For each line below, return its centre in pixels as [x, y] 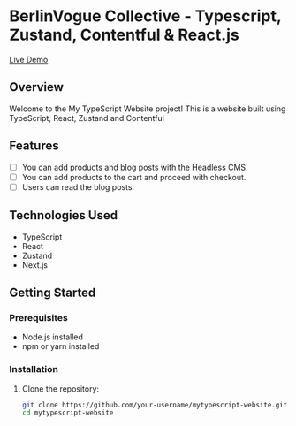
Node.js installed [53, 337]
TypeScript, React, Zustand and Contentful [87, 118]
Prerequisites [38, 317]
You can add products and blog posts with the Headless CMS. [135, 167]
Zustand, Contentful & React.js [125, 35]
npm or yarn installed [61, 346]
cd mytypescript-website [68, 413]
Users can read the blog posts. [78, 186]
